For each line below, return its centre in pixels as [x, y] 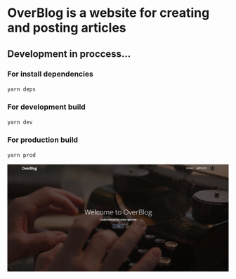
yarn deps [22, 89]
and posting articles [67, 28]
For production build [43, 140]
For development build [46, 107]
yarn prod [22, 155]
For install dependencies [50, 74]
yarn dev [20, 122]
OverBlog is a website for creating [109, 13]
